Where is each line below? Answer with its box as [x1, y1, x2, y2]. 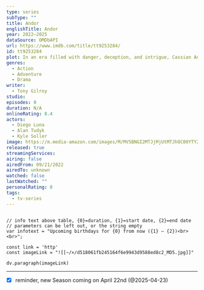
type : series [6, 9, 39, 15]
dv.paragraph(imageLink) [6, 260, 69, 266]
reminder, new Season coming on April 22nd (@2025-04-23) [15, 276, 168, 283]
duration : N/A [6, 105, 42, 111]
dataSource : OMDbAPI [6, 37, 59, 43]
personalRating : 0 [6, 184, 53, 190]
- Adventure [12, 71, 42, 77]
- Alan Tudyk [12, 128, 45, 134]
